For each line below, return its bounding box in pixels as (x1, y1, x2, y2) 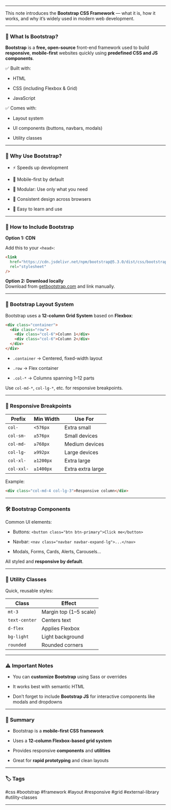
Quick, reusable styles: (5, 587, 53, 593)
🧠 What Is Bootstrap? (5, 33, 59, 40)
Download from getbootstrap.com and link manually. (5, 283, 116, 289)
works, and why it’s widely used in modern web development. (5, 16, 135, 21)
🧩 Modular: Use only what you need (12, 186, 88, 192)
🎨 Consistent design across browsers (12, 196, 92, 202)
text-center (8, 617, 37, 623)
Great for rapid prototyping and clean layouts (12, 758, 109, 764)
